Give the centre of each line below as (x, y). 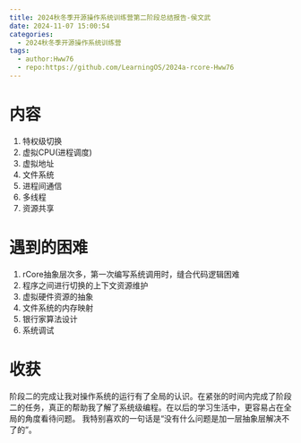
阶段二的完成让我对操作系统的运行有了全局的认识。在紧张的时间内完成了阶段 (150, 396)
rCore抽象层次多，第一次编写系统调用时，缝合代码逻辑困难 (131, 274)
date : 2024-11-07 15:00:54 (60, 26)
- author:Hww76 (46, 59)
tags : (19, 51)
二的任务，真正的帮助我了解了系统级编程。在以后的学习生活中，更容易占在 (146, 407)
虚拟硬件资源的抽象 (58, 296)
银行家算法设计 (50, 319)
